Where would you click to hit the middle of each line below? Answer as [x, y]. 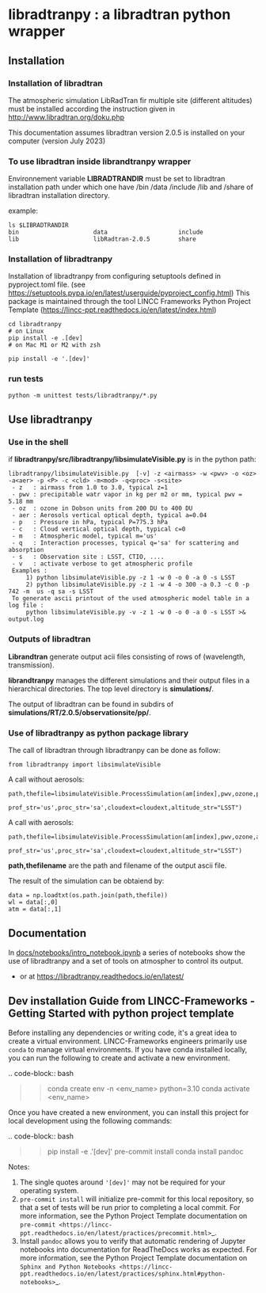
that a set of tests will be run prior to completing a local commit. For [130, 1207]
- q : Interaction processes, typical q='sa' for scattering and [125, 543]
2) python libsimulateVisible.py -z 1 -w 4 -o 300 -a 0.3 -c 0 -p [137, 585]
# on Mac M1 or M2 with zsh [55, 345]
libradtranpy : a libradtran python [120, 15]
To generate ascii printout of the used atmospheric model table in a [130, 599]
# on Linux [26, 331]
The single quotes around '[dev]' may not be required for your [122, 1182]
